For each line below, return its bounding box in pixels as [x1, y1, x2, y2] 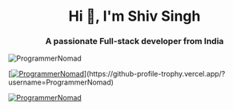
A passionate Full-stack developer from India [45, 36, 224, 47]
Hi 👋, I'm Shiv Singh [68, 7, 201, 26]
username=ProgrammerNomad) [8, 77, 114, 87]
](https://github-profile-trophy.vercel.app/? [83, 69, 226, 79]
